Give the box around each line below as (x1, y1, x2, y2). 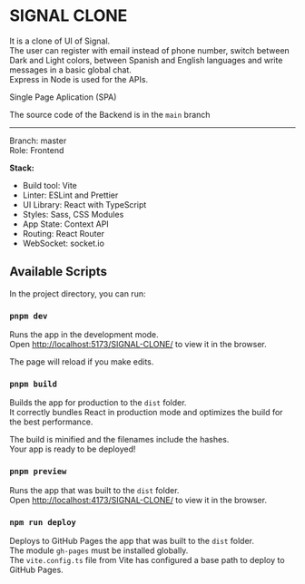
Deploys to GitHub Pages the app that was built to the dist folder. (9, 535, 254, 546)
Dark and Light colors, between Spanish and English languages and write (9, 54, 283, 65)
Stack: (9, 162, 34, 173)
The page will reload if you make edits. (9, 356, 154, 367)
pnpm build (9, 378, 57, 389)
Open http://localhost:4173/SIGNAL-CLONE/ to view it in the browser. (9, 494, 268, 505)
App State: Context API (22, 219, 109, 229)
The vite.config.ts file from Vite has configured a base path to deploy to (9, 554, 285, 565)
